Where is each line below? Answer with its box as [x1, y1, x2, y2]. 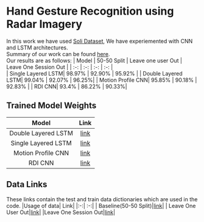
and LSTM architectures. [6, 44, 68, 51]
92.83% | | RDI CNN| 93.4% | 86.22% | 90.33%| [6, 82, 127, 90]
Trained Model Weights [6, 101, 97, 111]
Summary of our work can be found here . [6, 50, 110, 57]
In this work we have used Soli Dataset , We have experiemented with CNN [6, 37, 193, 45]
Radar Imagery [6, 17, 83, 31]
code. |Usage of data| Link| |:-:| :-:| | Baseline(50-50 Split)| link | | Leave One [6, 202, 196, 209]
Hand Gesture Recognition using [6, 4, 174, 18]
